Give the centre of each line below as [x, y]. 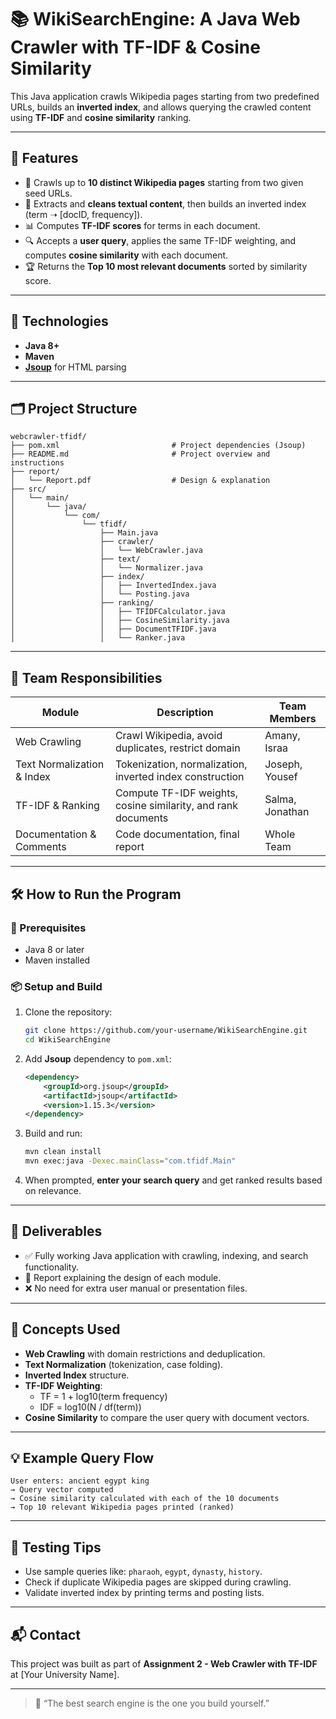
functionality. [51, 1267]
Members [293, 719]
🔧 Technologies [59, 321]
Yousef [281, 777]
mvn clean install [63, 1152]
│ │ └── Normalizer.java [106, 568]
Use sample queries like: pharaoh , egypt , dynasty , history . [143, 1572]
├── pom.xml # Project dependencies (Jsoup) [158, 446]
